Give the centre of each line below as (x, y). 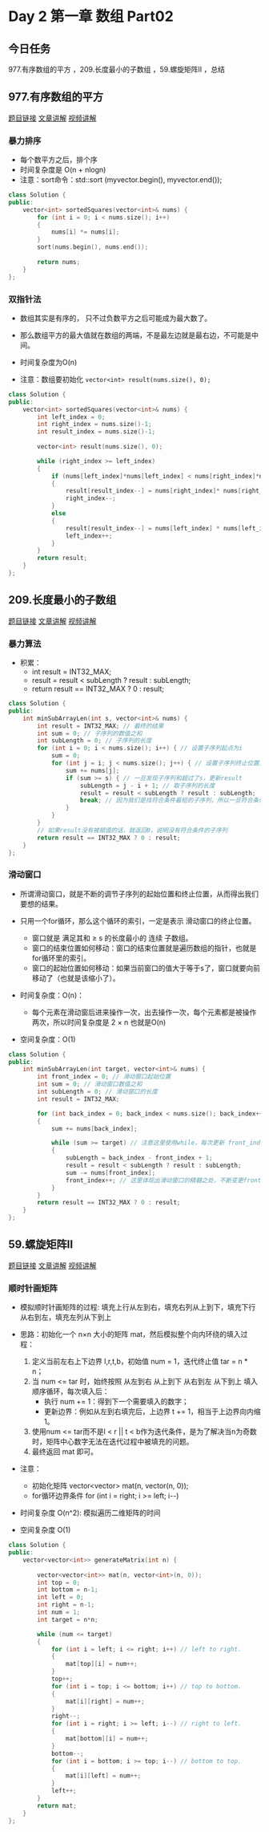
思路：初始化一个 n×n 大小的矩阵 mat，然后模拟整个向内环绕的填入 (130, 1334)
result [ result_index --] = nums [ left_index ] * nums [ (153, 528)
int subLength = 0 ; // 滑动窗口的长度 (98, 1092)
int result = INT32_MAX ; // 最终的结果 (100, 726)
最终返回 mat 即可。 (65, 1452)
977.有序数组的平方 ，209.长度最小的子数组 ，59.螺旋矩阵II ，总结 (117, 69)
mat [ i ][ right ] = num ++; (105, 1701)
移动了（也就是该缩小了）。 (76, 978)
